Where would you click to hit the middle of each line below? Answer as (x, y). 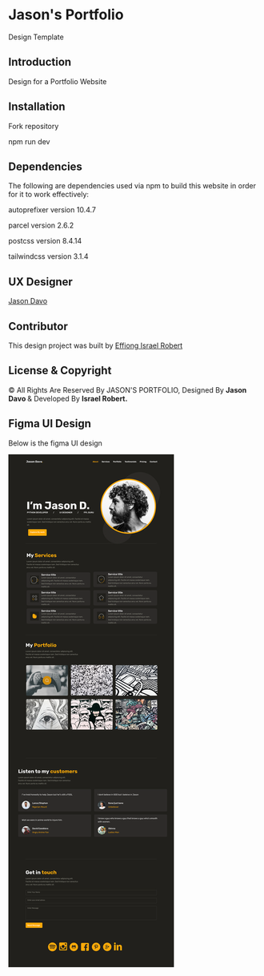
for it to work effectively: (49, 195)
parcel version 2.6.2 (41, 225)
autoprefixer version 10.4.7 (52, 210)
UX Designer (41, 282)
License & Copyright (60, 371)
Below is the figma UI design (55, 443)
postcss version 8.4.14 (45, 241)
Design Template (36, 37)
